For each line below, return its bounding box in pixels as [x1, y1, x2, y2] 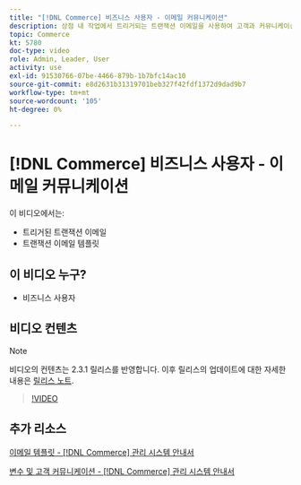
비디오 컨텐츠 [9, 321, 78, 336]
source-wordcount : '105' [9, 96, 102, 106]
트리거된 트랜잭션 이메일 [21, 227, 107, 238]
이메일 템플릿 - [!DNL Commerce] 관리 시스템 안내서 [9, 446, 194, 457]
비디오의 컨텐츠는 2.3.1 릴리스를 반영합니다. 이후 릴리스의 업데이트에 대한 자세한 [9, 364, 287, 375]
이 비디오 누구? [9, 266, 87, 282]
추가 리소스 [9, 421, 67, 437]
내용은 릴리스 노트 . [9, 375, 74, 385]
